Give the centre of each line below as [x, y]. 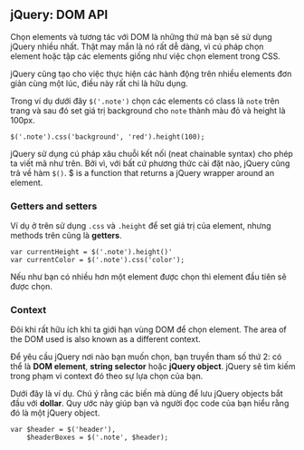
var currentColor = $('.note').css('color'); [97, 260]
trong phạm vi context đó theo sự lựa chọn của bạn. [107, 377]
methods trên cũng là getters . [66, 236]
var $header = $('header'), [63, 430]
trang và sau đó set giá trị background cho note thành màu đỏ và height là [148, 110]
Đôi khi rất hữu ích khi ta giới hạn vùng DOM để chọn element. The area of [149, 329]
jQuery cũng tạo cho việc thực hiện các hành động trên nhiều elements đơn [151, 73]
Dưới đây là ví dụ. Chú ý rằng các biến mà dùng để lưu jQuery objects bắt [147, 394]
